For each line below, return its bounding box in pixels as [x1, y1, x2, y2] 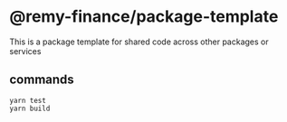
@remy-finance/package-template [9, 6, 279, 27]
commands [9, 72, 74, 88]
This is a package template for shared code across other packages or [9, 36, 269, 47]
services [9, 45, 42, 56]
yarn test [9, 96, 47, 105]
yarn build [9, 104, 51, 113]
